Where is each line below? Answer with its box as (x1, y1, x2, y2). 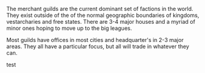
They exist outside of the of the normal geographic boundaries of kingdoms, (6, 12, 199, 19)
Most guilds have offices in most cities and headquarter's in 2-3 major (6, 36, 184, 43)
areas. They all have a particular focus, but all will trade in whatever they (6, 43, 190, 50)
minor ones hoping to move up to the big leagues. (6, 24, 132, 32)
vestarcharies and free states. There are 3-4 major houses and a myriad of (6, 18, 195, 25)
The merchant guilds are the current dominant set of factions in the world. (6, 5, 193, 12)
